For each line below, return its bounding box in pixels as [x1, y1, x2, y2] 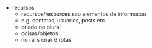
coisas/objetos [21, 30, 58, 37]
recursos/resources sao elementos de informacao [21, 10, 147, 18]
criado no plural [21, 23, 61, 30]
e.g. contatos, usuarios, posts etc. [21, 17, 106, 24]
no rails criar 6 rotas [21, 36, 72, 43]
